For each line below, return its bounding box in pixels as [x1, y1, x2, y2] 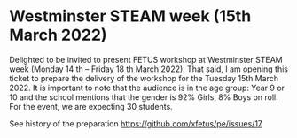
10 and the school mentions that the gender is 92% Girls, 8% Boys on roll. [9, 91, 279, 103]
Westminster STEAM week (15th [9, 6, 252, 27]
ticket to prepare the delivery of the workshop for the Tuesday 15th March [9, 73, 279, 83]
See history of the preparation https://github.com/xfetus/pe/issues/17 [9, 118, 263, 129]
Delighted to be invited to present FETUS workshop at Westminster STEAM [9, 54, 283, 65]
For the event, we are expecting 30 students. [9, 101, 173, 111]
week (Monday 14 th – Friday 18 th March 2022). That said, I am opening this [9, 64, 288, 74]
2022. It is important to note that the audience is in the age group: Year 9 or [9, 82, 285, 93]
